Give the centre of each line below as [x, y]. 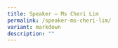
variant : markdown [34, 27]
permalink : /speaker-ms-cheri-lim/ [59, 20]
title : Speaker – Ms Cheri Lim [53, 14]
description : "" [31, 34]
